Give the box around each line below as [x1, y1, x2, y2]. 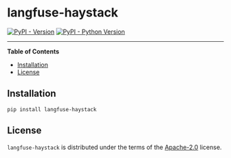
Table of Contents [7, 47, 60, 56]
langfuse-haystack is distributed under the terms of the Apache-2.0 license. [7, 143, 222, 151]
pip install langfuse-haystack [7, 106, 97, 113]
